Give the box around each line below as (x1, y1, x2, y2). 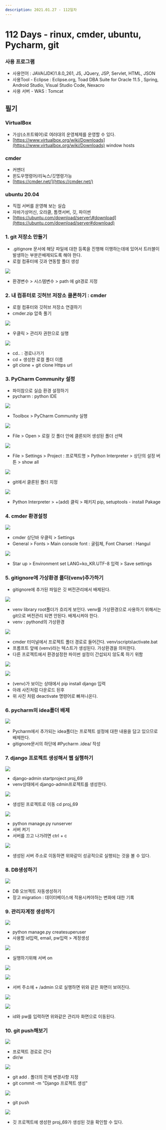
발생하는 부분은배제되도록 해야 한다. (12, 252, 82, 258)
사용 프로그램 (5, 58, 35, 65)
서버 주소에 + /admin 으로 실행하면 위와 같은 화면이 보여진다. (12, 984, 131, 990)
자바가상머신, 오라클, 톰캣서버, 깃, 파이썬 (12, 209, 91, 215)
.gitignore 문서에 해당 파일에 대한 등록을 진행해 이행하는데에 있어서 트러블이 (12, 245, 160, 252)
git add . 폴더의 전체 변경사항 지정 (12, 1074, 79, 1080)
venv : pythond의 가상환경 (12, 619, 65, 625)
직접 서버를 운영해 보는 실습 (12, 203, 66, 209)
